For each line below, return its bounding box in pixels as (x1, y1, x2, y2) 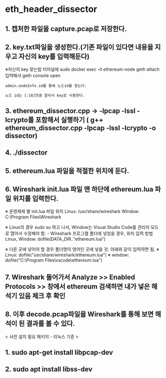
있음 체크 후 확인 (18, 291, 65, 300)
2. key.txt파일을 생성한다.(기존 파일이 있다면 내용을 (5, 43, 154, 51)
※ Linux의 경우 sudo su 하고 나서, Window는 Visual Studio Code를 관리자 (5, 224, 150, 230)
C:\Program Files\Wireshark (5, 214, 61, 220)
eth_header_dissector (5, 3, 98, 15)
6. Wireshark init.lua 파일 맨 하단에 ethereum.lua (5, 185, 154, 193)
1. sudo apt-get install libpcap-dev (5, 348, 113, 357)
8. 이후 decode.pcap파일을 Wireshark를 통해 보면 (5, 310, 154, 319)
